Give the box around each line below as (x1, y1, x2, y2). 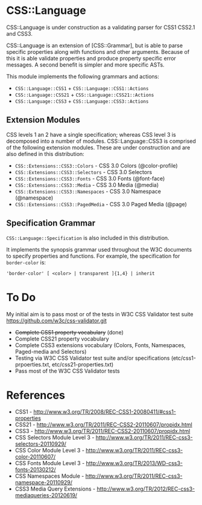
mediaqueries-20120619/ (14, 492, 77, 499)
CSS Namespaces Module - (14, 472, 84, 480)
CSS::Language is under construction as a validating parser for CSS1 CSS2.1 (6, 24, 195, 31)
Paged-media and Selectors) (14, 348, 87, 355)
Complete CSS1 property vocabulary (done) (14, 328, 124, 336)
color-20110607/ (14, 453, 56, 460)
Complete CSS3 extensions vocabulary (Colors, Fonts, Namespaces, (14, 341, 186, 348)
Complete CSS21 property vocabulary (14, 335, 110, 342)
